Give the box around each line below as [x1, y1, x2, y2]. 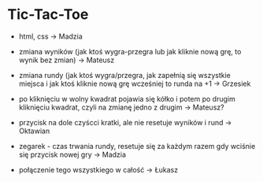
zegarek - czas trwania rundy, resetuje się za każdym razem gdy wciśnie [18, 141, 256, 150]
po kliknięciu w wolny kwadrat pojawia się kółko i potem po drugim [18, 94, 235, 103]
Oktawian [18, 126, 50, 136]
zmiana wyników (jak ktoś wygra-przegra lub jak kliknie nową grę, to [18, 46, 242, 56]
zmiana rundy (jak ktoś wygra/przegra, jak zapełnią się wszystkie [18, 70, 232, 80]
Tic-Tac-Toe [7, 6, 89, 24]
